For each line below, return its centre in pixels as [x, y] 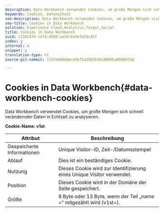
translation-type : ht [27, 55]
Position [17, 186]
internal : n [17, 46]
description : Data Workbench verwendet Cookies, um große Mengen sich [78, 10]
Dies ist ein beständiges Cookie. [95, 160]
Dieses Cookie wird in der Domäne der [102, 182]
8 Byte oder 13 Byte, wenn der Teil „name [106, 196]
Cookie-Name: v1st [25, 126]
